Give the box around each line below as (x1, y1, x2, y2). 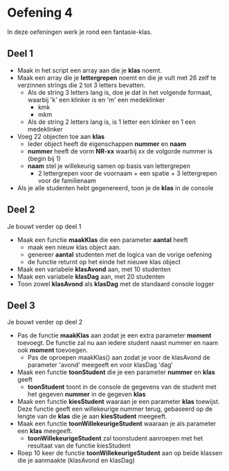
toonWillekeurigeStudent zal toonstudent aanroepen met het (27, 434, 203, 443)
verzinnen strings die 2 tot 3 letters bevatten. (17, 81, 146, 89)
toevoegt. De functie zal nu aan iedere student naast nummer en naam (17, 339, 219, 347)
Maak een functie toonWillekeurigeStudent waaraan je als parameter (17, 420, 217, 428)
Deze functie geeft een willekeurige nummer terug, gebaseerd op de (17, 405, 213, 413)
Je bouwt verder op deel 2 (7, 318, 83, 326)
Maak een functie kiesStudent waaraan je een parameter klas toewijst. (17, 398, 220, 406)
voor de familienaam (37, 176, 97, 185)
